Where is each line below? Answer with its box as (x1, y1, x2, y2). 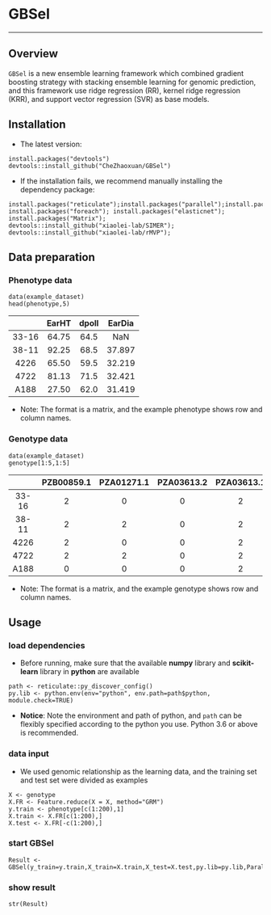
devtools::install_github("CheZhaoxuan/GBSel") (8, 162, 172, 170)
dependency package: (19, 184, 95, 194)
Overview (8, 47, 59, 61)
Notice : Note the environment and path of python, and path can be (19, 710, 242, 720)
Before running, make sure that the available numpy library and (19, 658, 231, 668)
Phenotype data (8, 274, 73, 285)
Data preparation (8, 250, 95, 264)
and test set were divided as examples (19, 775, 148, 785)
